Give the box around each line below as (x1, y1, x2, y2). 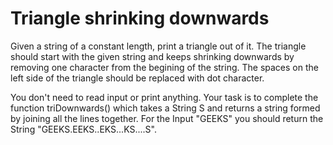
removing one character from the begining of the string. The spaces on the (10, 61, 319, 73)
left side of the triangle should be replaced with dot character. (10, 72, 265, 84)
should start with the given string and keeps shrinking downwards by (10, 50, 295, 62)
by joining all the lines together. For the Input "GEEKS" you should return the (10, 112, 324, 124)
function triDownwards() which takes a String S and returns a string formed (10, 102, 321, 114)
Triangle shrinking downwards (10, 7, 270, 30)
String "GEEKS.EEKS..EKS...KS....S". (10, 123, 157, 135)
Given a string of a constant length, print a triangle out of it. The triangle (10, 40, 307, 52)
